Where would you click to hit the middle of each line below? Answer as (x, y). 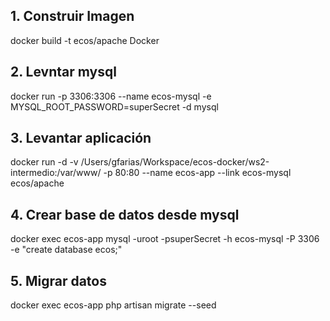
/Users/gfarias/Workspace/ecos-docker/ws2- (175, 162)
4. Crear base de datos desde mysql (125, 214)
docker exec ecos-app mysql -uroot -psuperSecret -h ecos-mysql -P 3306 (165, 239)
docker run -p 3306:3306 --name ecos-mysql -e (111, 96)
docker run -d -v (44, 162)
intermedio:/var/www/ (56, 173)
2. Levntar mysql (63, 72)
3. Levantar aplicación (81, 138)
